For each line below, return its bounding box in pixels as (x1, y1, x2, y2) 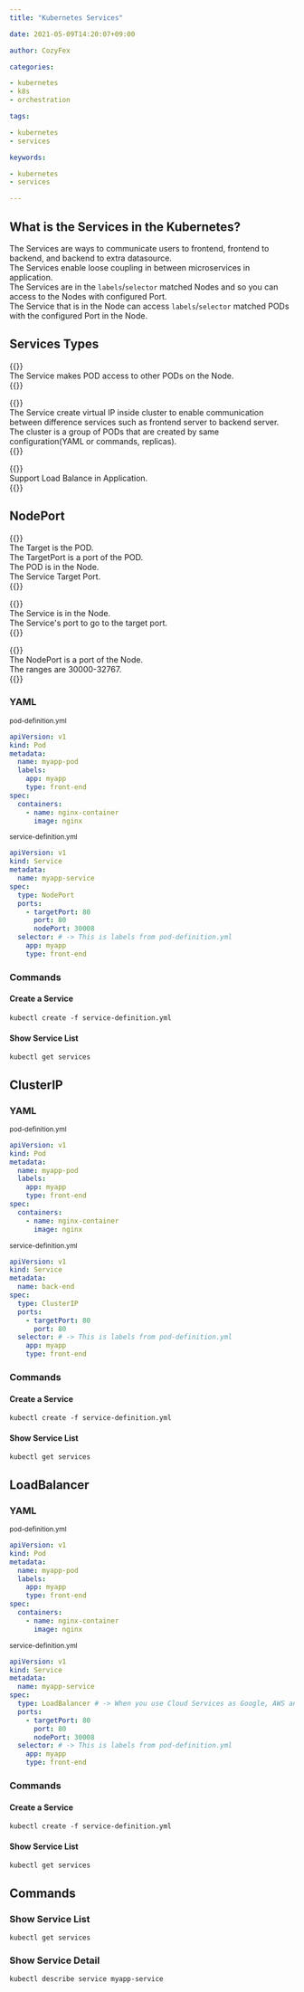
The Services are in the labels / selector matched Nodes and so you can (9, 281, 279, 292)
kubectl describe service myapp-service (9, 1975, 165, 1984)
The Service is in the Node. (9, 607, 111, 618)
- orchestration (9, 96, 71, 105)
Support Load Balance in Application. (9, 472, 148, 483)
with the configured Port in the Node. (9, 310, 147, 321)
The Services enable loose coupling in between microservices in (9, 262, 251, 272)
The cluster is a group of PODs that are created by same (9, 426, 220, 437)
